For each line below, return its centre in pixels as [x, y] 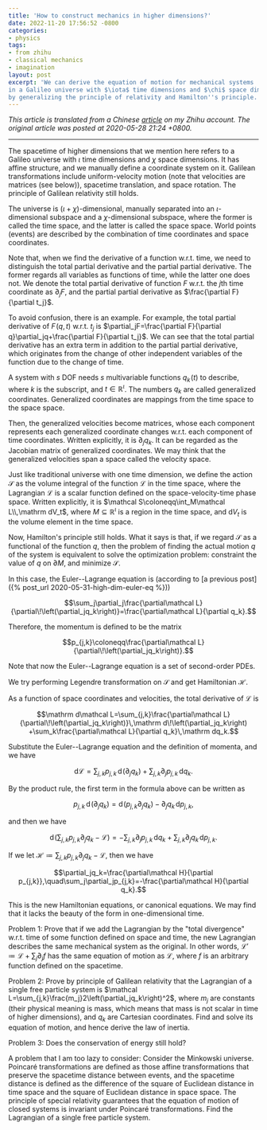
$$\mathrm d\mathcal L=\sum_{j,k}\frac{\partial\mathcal [129, 714]
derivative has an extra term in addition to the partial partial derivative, [123, 345]
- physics [25, 38]
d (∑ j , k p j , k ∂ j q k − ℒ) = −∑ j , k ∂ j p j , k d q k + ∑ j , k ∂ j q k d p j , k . [133, 838]
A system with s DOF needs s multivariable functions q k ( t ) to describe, [124, 378]
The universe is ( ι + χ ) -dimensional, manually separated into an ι [113, 209]
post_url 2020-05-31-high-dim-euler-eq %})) [97, 588]
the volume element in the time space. [71, 522]
